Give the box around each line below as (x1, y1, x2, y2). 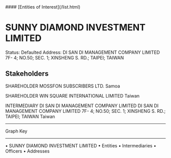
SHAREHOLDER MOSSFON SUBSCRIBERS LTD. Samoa (5, 83, 121, 89)
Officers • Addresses (5, 148, 50, 154)
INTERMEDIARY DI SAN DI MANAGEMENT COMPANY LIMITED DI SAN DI (5, 103, 159, 109)
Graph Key (5, 128, 27, 134)
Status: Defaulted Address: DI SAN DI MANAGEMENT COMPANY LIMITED (5, 49, 160, 55)
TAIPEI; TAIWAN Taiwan (5, 113, 55, 119)
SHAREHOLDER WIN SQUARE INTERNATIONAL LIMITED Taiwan (5, 92, 140, 99)
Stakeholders (5, 70, 49, 78)
